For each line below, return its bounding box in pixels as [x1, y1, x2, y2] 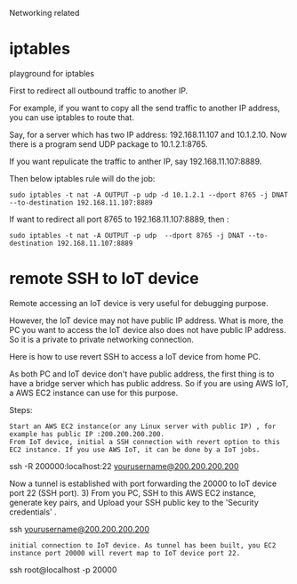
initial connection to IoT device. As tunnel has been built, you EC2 [9, 540, 277, 550]
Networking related [9, 8, 80, 18]
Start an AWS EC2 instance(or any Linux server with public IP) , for [9, 422, 277, 431]
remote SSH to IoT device [9, 269, 199, 288]
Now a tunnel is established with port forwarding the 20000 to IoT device [9, 478, 277, 489]
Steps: [9, 404, 33, 415]
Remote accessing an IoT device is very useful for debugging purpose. [9, 297, 269, 308]
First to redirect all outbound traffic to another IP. [9, 85, 189, 96]
